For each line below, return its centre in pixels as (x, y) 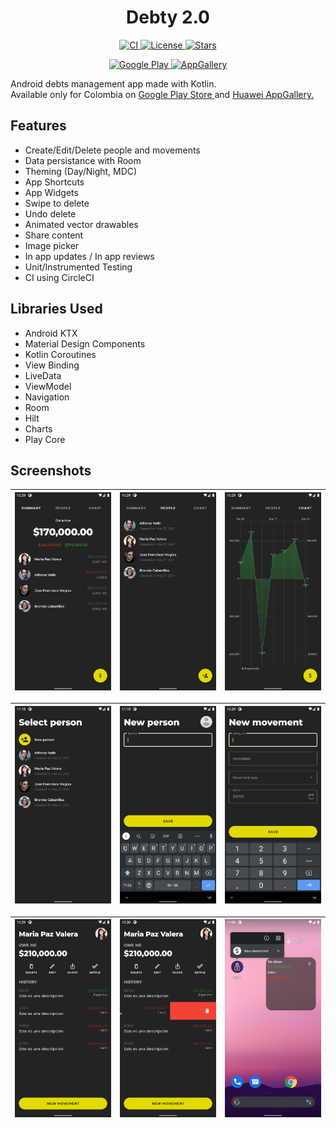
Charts (38, 428)
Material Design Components (85, 343)
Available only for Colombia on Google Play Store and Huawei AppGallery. (162, 94)
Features (38, 126)
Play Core (45, 439)
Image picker (52, 245)
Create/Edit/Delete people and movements (112, 150)
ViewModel (48, 386)
